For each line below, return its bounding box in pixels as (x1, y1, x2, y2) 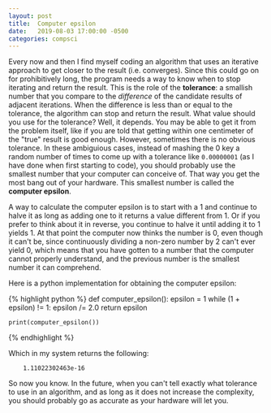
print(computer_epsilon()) (8, 319, 100, 327)
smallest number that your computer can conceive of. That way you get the (8, 169, 260, 179)
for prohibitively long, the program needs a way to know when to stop (8, 74, 241, 84)
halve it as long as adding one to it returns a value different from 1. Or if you (8, 211, 260, 220)
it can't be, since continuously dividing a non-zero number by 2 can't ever (8, 237, 256, 246)
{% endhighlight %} (8, 333, 75, 342)
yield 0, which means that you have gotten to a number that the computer (8, 246, 254, 255)
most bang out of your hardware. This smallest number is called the (8, 178, 234, 188)
